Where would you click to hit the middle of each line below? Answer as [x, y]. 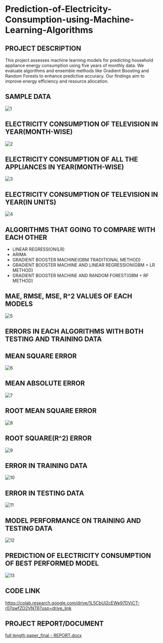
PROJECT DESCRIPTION [43, 48]
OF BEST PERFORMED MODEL [52, 564]
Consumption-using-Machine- [70, 20]
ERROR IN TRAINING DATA [46, 466]
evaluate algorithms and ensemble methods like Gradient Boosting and [77, 71]
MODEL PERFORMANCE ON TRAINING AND [73, 521]
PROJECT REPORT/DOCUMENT [54, 623]
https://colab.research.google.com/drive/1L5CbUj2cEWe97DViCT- [72, 603]
